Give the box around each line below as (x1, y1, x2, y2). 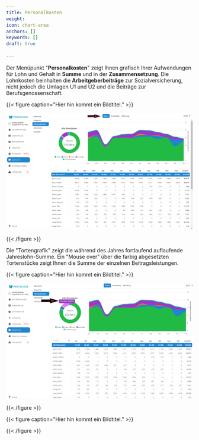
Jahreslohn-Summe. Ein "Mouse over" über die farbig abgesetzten (6, 253, 169, 261)
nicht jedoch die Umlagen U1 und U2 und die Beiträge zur (6, 83, 146, 90)
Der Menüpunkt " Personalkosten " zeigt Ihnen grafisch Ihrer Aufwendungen (6, 64, 191, 71)
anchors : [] (6, 29, 36, 34)
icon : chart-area (6, 22, 49, 28)
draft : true (6, 41, 36, 47)
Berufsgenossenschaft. (6, 89, 63, 96)
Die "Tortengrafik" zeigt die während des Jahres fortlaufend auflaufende (6, 247, 184, 254)
